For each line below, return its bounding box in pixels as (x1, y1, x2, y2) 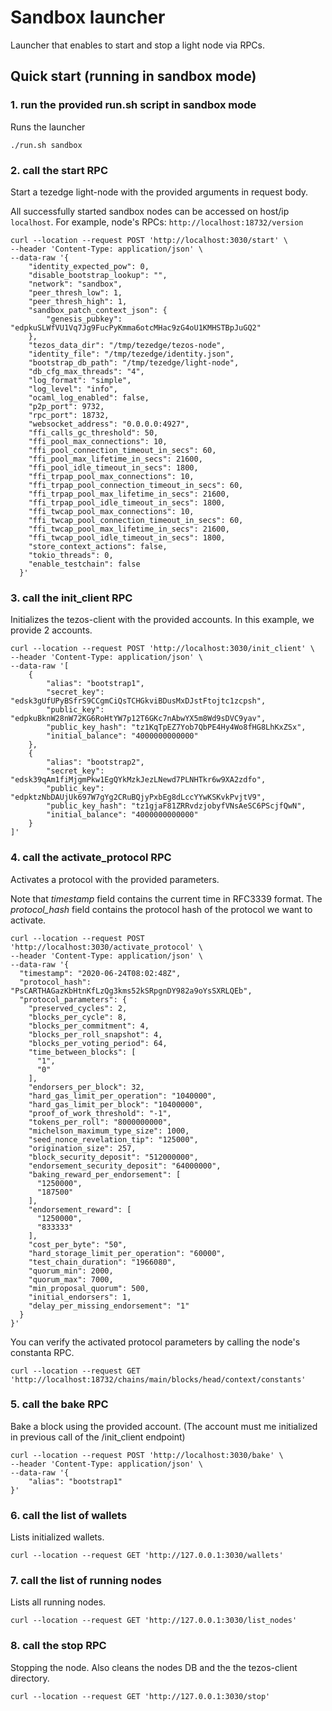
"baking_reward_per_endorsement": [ (28, 1169, 182, 1180)
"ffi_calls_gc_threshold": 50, (28, 427, 159, 438)
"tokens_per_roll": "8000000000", (28, 1117, 172, 1127)
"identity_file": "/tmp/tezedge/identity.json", (28, 349, 235, 359)
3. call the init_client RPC (10, 591, 133, 605)
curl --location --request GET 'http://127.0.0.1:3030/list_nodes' (10, 1616, 298, 1626)
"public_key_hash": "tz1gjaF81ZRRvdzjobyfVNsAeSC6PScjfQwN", (46, 801, 307, 811)
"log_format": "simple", (28, 375, 132, 385)
